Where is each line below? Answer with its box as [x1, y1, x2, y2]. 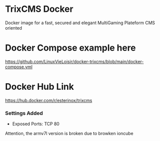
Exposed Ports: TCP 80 [12, 121, 60, 127]
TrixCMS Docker [5, 3, 74, 15]
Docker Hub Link [5, 81, 74, 92]
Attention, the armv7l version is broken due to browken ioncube [5, 131, 133, 137]
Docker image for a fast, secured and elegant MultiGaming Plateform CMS [5, 20, 156, 26]
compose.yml [5, 64, 33, 70]
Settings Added [5, 109, 43, 116]
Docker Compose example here [5, 42, 136, 54]
